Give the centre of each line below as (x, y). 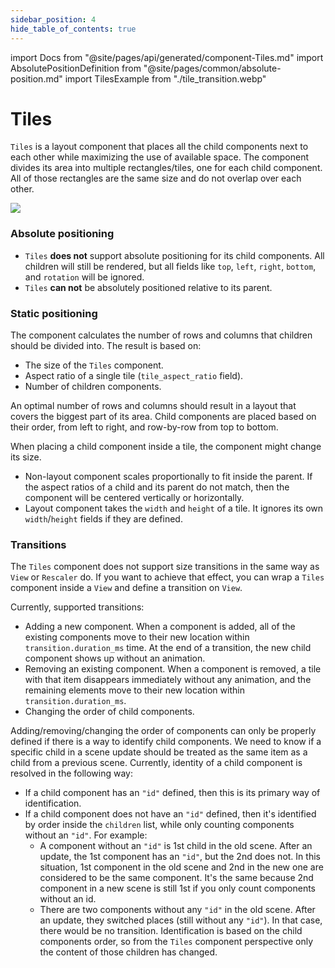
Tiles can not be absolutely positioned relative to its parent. (148, 287)
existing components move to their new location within (137, 637)
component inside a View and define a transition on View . (126, 588)
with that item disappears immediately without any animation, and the (168, 680)
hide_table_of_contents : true (73, 29)
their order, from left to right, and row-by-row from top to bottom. (144, 427)
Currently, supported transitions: (77, 607)
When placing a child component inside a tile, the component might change (166, 447)
